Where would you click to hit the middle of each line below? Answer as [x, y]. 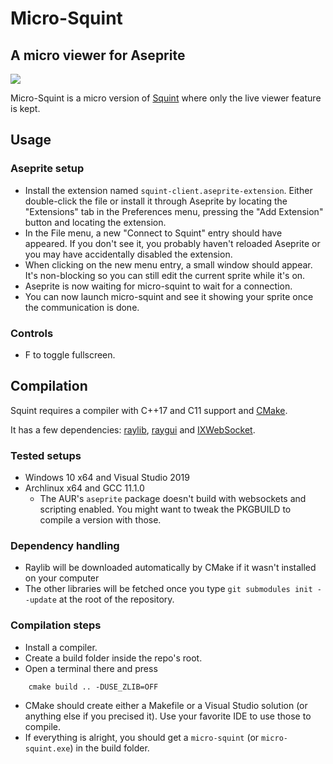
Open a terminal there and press [91, 668]
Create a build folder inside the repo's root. [113, 658]
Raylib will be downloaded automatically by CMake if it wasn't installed [170, 568]
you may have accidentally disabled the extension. [128, 254]
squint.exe [47, 748]
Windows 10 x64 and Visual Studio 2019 [107, 478]
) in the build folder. [109, 748]
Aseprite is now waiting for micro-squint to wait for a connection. [158, 286]
